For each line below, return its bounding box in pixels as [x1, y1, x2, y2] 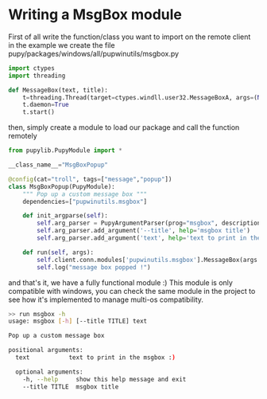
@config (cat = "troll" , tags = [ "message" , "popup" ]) [8, 175, 172, 183]
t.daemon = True [22, 101, 69, 109]
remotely [8, 131, 37, 141]
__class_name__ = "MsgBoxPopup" [8, 161, 109, 169]
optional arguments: [15, 368, 83, 376]
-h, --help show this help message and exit [22, 375, 187, 383]
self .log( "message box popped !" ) [37, 263, 151, 272]
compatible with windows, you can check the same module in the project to [8, 286, 256, 295]
